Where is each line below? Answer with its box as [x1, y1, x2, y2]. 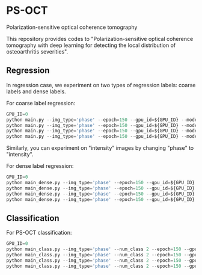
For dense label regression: [6, 162, 74, 170]
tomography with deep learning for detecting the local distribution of [6, 42, 176, 49]
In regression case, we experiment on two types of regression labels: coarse [6, 81, 196, 88]
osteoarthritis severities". [6, 48, 68, 55]
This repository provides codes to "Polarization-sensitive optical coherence [6, 35, 194, 42]
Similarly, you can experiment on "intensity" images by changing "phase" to [6, 144, 194, 152]
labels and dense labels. [6, 88, 66, 95]
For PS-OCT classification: [6, 229, 72, 236]
